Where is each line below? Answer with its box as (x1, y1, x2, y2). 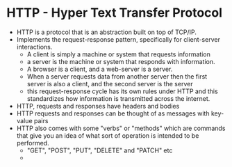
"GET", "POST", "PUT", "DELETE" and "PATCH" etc (26, 146, 173, 154)
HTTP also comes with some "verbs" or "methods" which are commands (16, 124, 226, 132)
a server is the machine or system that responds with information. (26, 57, 216, 65)
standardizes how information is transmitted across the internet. (26, 94, 210, 102)
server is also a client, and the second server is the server (26, 79, 193, 88)
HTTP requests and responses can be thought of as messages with (16, 109, 210, 118)
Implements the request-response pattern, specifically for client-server (16, 35, 220, 43)
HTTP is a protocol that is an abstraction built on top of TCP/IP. (16, 28, 197, 36)
